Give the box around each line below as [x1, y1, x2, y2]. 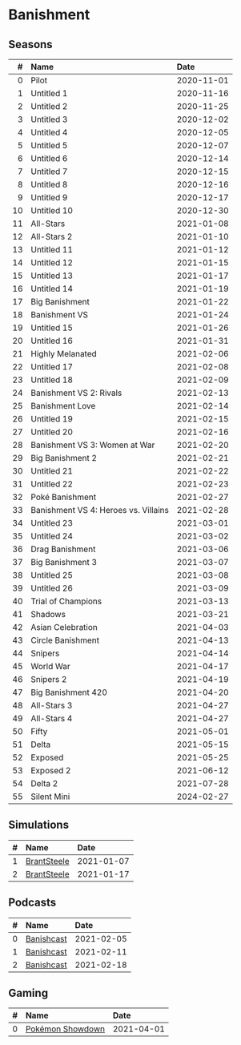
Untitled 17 [30, 361, 74, 372]
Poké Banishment [30, 491, 97, 502]
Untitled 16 [30, 335, 74, 346]
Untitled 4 [30, 127, 68, 138]
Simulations [8, 818, 70, 832]
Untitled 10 [30, 205, 74, 216]
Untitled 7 [30, 166, 68, 177]
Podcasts [8, 896, 57, 910]
